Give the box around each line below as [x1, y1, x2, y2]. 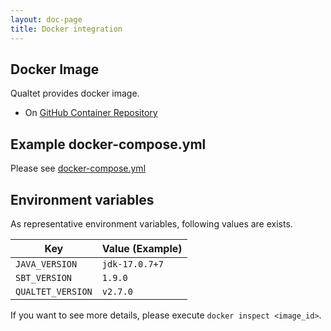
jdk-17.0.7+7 [101, 258, 164, 270]
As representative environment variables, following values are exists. [10, 217, 293, 230]
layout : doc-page [10, 14, 83, 25]
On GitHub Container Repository [24, 107, 158, 119]
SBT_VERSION [15, 272, 73, 283]
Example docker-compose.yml [10, 136, 207, 153]
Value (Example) [101, 241, 183, 255]
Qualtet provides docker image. [10, 87, 140, 100]
